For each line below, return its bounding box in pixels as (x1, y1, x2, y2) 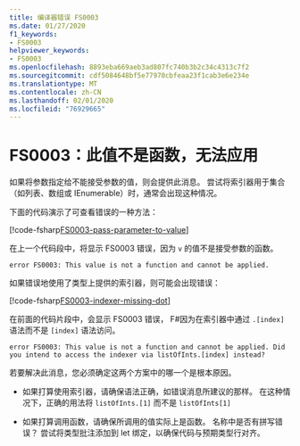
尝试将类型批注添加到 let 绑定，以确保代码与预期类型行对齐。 (39, 427, 265, 438)
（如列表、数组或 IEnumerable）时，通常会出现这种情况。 (9, 188, 222, 199)
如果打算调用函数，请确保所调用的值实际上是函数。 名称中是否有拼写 (21, 417, 275, 427)
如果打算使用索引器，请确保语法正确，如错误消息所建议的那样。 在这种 (21, 386, 283, 397)
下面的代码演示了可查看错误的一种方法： (9, 207, 158, 218)
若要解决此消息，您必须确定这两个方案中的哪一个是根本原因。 (9, 368, 237, 378)
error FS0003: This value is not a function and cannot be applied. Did (9, 343, 286, 352)
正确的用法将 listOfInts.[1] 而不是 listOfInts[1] (46, 398, 231, 409)
